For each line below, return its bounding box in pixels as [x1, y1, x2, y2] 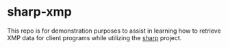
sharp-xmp [7, 4, 72, 20]
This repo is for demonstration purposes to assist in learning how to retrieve [7, 27, 221, 35]
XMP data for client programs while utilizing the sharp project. [7, 33, 182, 42]
